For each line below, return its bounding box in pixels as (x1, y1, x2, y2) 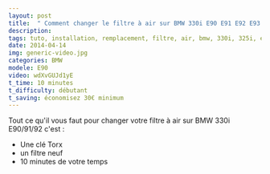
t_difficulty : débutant (8, 86, 88, 95)
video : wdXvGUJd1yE (8, 71, 74, 79)
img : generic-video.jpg (8, 49, 88, 57)
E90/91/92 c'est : (8, 124, 65, 134)
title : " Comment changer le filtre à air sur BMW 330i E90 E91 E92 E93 (8, 19, 261, 27)
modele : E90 (8, 64, 48, 72)
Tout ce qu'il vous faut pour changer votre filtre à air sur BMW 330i (8, 115, 231, 125)
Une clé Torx (19, 140, 63, 149)
